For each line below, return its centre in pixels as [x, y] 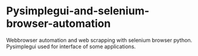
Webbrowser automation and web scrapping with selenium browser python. [99, 40]
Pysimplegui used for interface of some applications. [71, 46]
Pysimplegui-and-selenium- [78, 11]
